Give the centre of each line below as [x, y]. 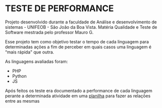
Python [19, 76]
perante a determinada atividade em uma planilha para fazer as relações [78, 96]
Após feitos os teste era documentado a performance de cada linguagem [79, 90]
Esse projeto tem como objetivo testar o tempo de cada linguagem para [77, 41]
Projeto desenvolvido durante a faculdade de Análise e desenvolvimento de [81, 22]
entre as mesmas [22, 101]
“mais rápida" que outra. [30, 52]
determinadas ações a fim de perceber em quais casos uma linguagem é [78, 47]
